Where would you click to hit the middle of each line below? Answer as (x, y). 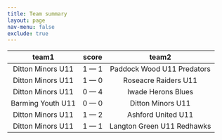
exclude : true (28, 33)
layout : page (26, 20)
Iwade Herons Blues (161, 92)
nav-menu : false (31, 27)
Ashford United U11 (161, 115)
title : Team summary (38, 14)
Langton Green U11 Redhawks (160, 126)
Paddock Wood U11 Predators (160, 69)
